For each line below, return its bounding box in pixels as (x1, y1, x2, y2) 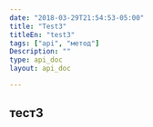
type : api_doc (9, 55, 64, 64)
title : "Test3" (9, 22, 67, 31)
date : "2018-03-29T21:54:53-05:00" (9, 13, 145, 23)
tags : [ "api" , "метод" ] (9, 38, 100, 48)
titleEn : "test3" (9, 30, 76, 39)
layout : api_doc (9, 64, 71, 73)
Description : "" (9, 47, 71, 56)
